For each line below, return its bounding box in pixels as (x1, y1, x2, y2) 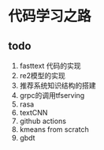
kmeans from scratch (19, 125, 89, 134)
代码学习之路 (8, 7, 92, 25)
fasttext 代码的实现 (19, 61, 81, 70)
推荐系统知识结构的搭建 (19, 81, 96, 90)
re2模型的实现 (19, 71, 65, 80)
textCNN (19, 108, 48, 117)
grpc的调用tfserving (19, 91, 85, 99)
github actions (19, 116, 67, 126)
